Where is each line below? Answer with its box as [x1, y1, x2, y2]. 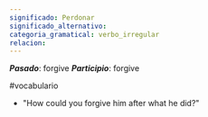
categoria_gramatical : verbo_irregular [9, 30, 160, 39]
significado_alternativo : [9, 22, 107, 31]
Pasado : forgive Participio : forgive [9, 63, 140, 74]
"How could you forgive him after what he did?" [22, 98, 200, 109]
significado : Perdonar [9, 13, 95, 22]
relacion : [9, 38, 47, 48]
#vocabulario [9, 80, 59, 91]
